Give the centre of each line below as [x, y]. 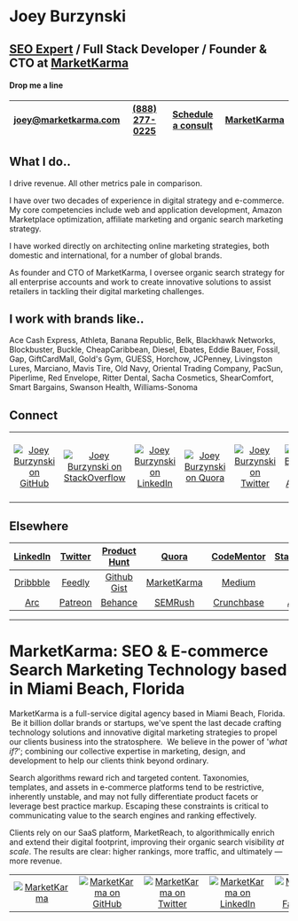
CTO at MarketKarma [69, 62]
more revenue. [36, 861]
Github [119, 577]
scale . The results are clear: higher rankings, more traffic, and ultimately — [146, 851]
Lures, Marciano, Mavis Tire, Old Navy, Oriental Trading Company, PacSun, [146, 369]
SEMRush [174, 603]
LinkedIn [32, 557]
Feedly [76, 582]
